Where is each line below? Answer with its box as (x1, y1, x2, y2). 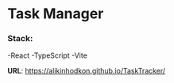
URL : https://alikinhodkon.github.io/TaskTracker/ (7, 66, 166, 76)
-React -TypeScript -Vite (7, 51, 88, 60)
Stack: (7, 33, 33, 44)
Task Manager (7, 5, 104, 23)
